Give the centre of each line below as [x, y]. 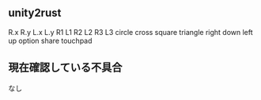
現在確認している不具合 [65, 68]
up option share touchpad [50, 40]
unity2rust [35, 13]
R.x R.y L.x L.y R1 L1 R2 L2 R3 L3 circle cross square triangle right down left [130, 32]
